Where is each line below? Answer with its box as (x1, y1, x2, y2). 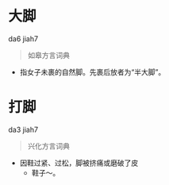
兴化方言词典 (27, 141, 70, 151)
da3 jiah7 (8, 125, 38, 134)
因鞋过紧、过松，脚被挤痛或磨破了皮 (19, 158, 139, 168)
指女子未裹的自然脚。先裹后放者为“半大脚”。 (19, 67, 166, 76)
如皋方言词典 (27, 50, 70, 60)
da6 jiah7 (8, 33, 38, 44)
